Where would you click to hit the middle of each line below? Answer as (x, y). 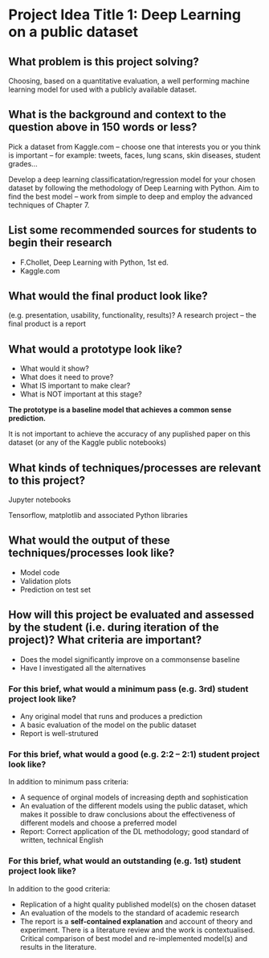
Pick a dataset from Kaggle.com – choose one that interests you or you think (134, 146)
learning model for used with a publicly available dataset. (102, 89)
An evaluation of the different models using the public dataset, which (134, 806)
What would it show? (55, 368)
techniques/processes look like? (92, 553)
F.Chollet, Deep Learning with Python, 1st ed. (94, 262)
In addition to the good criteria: (59, 888)
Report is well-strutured (59, 733)
